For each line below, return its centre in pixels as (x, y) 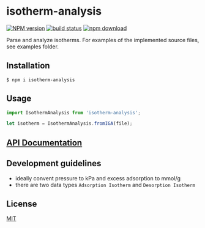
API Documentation (44, 143)
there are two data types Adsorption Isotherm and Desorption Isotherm (105, 185)
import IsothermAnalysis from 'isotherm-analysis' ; (73, 112)
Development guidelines (54, 164)
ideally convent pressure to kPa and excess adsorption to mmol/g (98, 178)
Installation (28, 66)
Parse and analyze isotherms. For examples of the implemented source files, (103, 40)
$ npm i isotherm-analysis (41, 80)
